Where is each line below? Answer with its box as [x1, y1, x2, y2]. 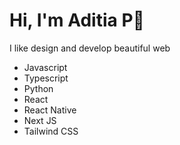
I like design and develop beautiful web [9, 42, 171, 54]
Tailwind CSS [23, 125, 79, 137]
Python [23, 82, 54, 94]
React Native [23, 104, 77, 116]
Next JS [23, 114, 57, 126]
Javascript [23, 61, 68, 73]
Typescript [23, 72, 69, 84]
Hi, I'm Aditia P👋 [9, 9, 145, 32]
